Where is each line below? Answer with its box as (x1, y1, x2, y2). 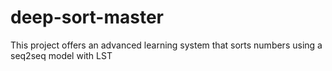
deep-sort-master (10, 6, 164, 29)
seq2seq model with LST (10, 49, 113, 61)
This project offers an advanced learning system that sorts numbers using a (10, 39, 323, 51)
